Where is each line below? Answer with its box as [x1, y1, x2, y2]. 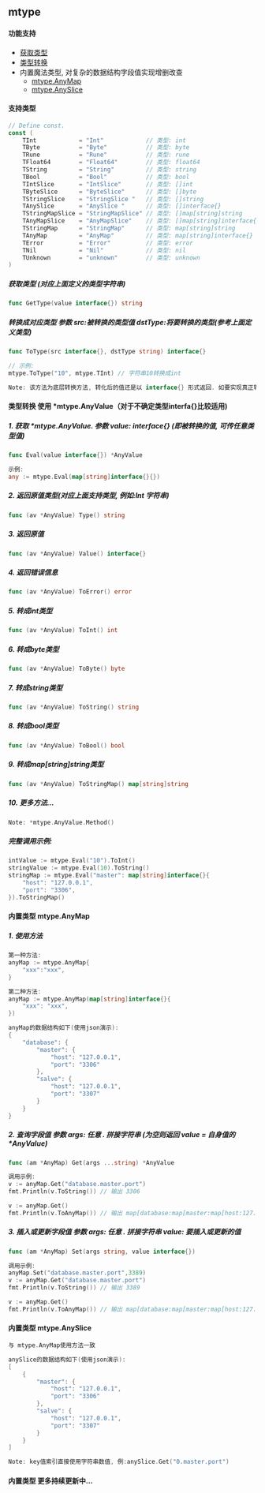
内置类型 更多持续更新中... [8, 1476, 93, 1485]
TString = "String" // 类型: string [22, 166, 197, 174]
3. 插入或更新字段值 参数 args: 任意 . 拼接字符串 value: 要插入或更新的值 [8, 1227, 241, 1237]
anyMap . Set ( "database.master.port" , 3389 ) [8, 1269, 147, 1277]
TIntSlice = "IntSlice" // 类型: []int [22, 180, 193, 188]
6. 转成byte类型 [8, 644, 59, 653]
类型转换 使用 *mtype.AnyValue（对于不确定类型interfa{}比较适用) [8, 402, 228, 411]
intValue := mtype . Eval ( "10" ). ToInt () [8, 857, 136, 865]
